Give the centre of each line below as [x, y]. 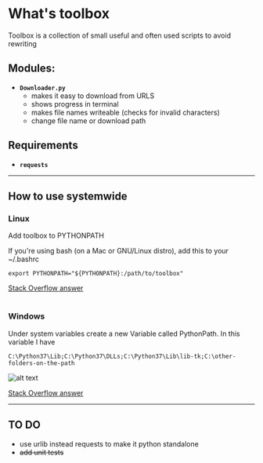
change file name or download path [88, 120]
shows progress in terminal [75, 104]
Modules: [32, 69]
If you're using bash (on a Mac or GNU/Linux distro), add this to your [119, 251]
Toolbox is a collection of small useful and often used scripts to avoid [119, 35]
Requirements [43, 146]
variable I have [32, 341]
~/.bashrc [24, 259]
